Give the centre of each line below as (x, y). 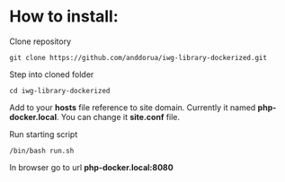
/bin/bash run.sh (42, 151)
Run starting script (44, 134)
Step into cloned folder (52, 74)
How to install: (64, 17)
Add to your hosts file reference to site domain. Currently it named (133, 107)
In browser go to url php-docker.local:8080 (91, 167)
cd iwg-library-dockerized (60, 91)
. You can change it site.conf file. (118, 117)
